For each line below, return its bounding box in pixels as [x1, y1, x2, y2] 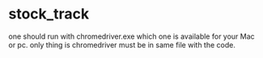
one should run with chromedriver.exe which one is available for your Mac [8, 31, 255, 41]
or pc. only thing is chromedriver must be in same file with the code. [8, 39, 236, 49]
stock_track [8, 5, 90, 23]
